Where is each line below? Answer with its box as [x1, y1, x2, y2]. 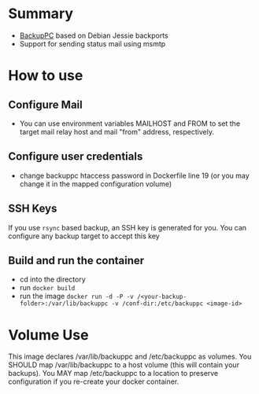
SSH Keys [8, 202, 57, 215]
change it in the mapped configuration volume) [19, 179, 172, 189]
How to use [8, 67, 83, 85]
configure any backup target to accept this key [8, 231, 160, 241]
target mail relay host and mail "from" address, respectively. [19, 127, 215, 136]
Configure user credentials [8, 150, 143, 164]
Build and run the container [8, 253, 145, 267]
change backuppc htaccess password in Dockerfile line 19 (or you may [19, 171, 250, 180]
